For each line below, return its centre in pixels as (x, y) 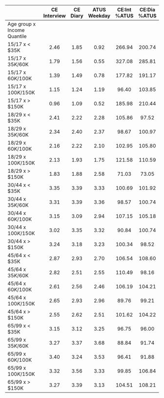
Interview (54, 16)
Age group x (21, 24)
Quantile (17, 36)
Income (16, 30)
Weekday (99, 16)
